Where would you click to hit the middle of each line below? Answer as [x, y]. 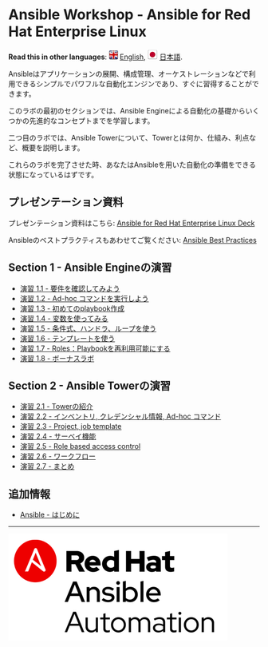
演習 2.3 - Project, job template [71, 427]
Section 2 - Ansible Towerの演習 [90, 385]
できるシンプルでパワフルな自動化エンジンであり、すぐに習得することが [134, 83]
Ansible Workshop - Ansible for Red [130, 15]
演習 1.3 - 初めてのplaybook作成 [72, 308]
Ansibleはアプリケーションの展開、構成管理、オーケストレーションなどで [128, 73]
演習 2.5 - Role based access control [80, 447]
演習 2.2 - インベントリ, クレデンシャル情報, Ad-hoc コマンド [120, 416]
